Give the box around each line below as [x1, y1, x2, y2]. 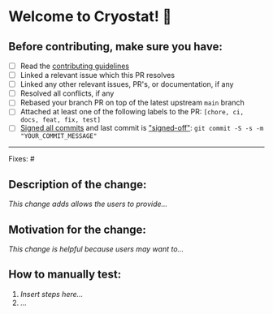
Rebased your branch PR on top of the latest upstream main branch [19, 97, 245, 108]
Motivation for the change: [8, 222, 146, 236]
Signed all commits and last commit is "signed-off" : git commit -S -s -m [19, 123, 264, 133]
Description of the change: [8, 178, 147, 191]
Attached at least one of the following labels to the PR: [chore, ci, [19, 107, 245, 117]
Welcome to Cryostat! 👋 [8, 7, 172, 26]
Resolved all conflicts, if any [19, 88, 115, 98]
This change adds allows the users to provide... [8, 199, 168, 209]
